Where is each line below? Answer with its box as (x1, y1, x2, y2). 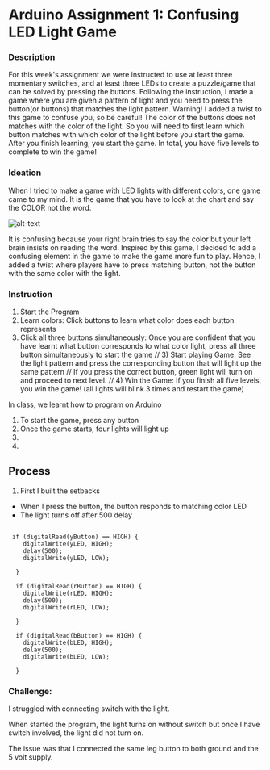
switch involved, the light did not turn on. (8, 728, 144, 738)
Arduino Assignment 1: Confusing (8, 6, 239, 24)
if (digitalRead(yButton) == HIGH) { (11, 533, 139, 541)
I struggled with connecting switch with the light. (8, 704, 170, 714)
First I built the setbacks (19, 486, 101, 496)
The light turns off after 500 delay (19, 510, 133, 520)
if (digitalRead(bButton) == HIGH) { (15, 631, 143, 639)
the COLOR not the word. (8, 203, 92, 212)
